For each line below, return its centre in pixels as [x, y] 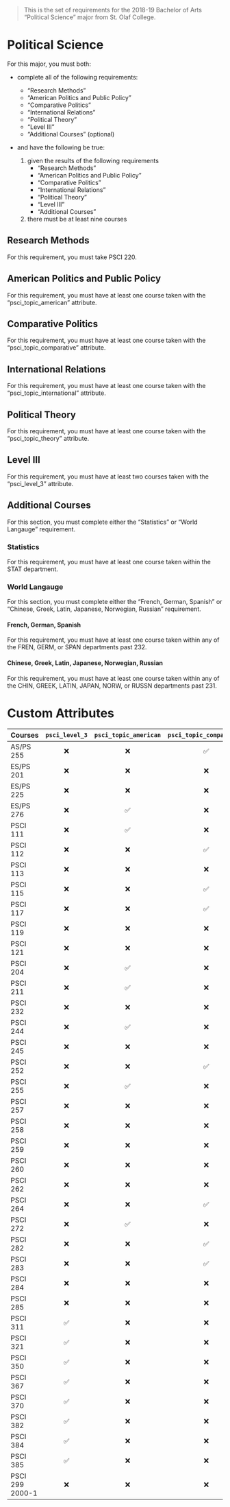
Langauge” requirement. [41, 529]
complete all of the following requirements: [77, 77]
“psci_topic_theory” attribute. [48, 438]
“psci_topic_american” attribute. [52, 302]
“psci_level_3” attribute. [40, 483]
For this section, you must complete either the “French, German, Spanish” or [115, 602]
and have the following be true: [61, 147]
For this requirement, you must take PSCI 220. [72, 257]
